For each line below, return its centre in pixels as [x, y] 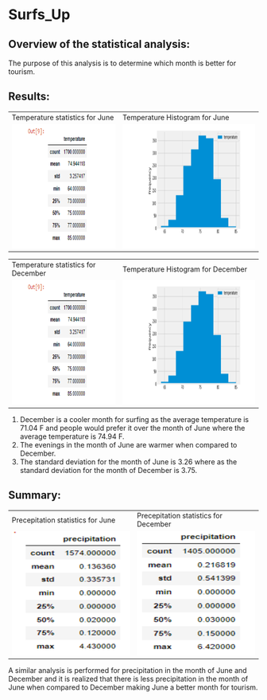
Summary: [35, 495]
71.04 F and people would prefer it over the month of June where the [132, 428]
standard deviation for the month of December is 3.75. [108, 470]
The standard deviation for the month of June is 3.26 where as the [128, 461]
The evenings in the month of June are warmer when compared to [128, 444]
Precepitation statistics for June [64, 520]
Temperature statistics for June [63, 117]
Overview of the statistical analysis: [99, 44]
